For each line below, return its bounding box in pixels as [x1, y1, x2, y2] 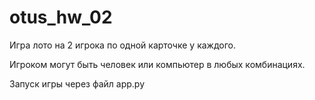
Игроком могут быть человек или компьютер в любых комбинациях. [9, 58, 306, 70]
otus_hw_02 [9, 6, 113, 29]
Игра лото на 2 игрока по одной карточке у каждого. [9, 39, 237, 51]
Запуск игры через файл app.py [9, 77, 146, 90]
